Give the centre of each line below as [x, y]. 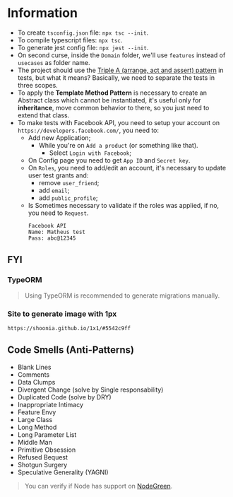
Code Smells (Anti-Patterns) [71, 350]
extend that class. [43, 115]
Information [42, 13]
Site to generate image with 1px [62, 314]
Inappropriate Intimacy [50, 404]
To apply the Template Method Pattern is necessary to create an [112, 93]
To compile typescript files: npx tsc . [70, 40]
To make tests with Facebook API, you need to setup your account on [119, 122]
